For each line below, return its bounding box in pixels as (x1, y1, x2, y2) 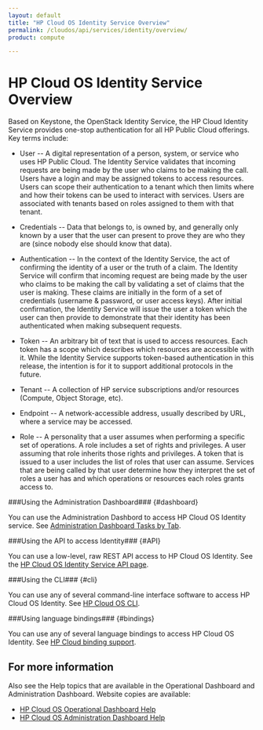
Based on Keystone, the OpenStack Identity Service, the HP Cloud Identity (8, 117, 249, 127)
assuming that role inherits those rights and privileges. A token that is (19, 449, 244, 458)
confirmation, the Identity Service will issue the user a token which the (19, 304, 247, 314)
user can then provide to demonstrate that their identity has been (19, 313, 231, 322)
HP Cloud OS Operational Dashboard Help (19, 705, 156, 713)
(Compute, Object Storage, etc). (19, 394, 123, 403)
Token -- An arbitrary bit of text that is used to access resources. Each (19, 336, 248, 346)
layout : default (8, 11, 61, 20)
